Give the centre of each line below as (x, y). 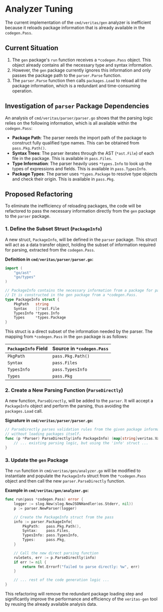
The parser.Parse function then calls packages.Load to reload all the (79, 80)
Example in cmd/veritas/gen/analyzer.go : (47, 490)
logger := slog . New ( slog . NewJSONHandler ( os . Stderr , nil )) (73, 504)
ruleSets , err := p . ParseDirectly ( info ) (55, 558)
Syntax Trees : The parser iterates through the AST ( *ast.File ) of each (83, 153)
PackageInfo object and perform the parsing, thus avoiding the (67, 406)
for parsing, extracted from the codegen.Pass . (50, 250)
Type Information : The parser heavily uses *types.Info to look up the (82, 163)
